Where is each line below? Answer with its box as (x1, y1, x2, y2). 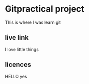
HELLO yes (5, 73, 28, 79)
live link (5, 34, 29, 42)
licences (5, 61, 31, 69)
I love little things (5, 46, 39, 52)
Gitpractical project (5, 3, 85, 15)
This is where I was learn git (5, 19, 61, 25)
